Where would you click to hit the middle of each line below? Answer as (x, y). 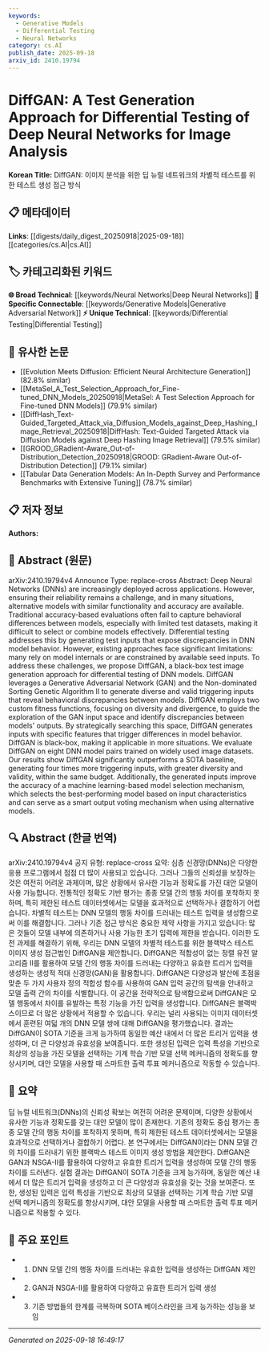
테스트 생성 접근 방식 (49, 185)
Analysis (38, 151)
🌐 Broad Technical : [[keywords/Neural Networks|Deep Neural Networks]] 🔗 (134, 295)
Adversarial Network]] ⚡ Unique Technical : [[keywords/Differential (118, 313)
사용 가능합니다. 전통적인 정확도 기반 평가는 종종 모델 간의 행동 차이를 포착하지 (130, 892)
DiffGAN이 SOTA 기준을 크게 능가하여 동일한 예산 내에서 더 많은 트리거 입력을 (129, 1033)
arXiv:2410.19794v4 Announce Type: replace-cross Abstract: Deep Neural (130, 580)
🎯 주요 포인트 (39, 1240)
